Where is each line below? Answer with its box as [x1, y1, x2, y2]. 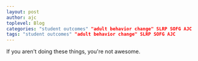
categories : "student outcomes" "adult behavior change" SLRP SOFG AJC [6, 25, 192, 32]
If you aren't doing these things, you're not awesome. [6, 48, 141, 55]
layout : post [6, 8, 40, 15]
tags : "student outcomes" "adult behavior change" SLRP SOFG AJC [6, 31, 175, 37]
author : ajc [6, 14, 37, 21]
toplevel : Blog [6, 20, 45, 26]
